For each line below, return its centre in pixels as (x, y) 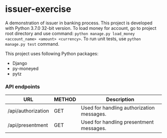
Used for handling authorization (118, 108)
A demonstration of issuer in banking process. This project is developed (79, 23)
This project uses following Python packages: (52, 54)
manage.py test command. (32, 44)
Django (20, 63)
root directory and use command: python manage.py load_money (70, 33)
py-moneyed (25, 69)
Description (120, 99)
